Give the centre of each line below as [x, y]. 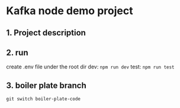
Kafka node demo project [70, 11]
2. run [17, 52]
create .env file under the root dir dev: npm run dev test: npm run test [90, 67]
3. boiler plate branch [46, 85]
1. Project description [46, 33]
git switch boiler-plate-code [44, 99]
